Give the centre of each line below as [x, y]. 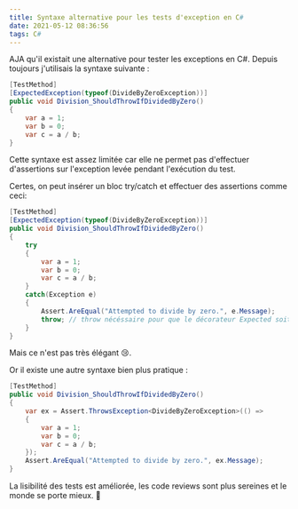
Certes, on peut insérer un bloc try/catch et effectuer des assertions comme [149, 187]
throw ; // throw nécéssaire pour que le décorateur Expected [157, 319]
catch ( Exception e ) [61, 295]
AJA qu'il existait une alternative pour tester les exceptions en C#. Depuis [143, 60]
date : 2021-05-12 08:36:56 [59, 26]
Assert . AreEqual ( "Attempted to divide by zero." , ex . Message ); [145, 461]
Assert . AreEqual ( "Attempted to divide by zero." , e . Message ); [158, 311]
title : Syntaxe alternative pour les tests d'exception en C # [126, 17]
